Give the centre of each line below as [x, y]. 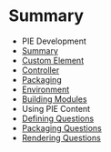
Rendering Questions [61, 137]
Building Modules [54, 99]
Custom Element [52, 60]
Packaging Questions [61, 127]
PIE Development [54, 41]
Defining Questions [58, 118]
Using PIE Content [56, 108]
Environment [45, 89]
